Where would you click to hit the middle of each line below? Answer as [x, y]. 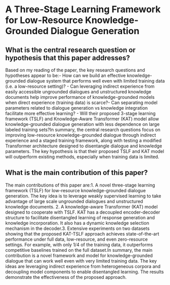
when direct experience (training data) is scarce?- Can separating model [81, 102]
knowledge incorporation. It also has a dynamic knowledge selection [77, 223]
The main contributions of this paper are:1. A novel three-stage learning [80, 185]
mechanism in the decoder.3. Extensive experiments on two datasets [78, 228]
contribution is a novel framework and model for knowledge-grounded [79, 255]
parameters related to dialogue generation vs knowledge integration [77, 108]
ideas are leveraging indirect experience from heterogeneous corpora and [83, 266]
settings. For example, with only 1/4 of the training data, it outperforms [79, 244]
